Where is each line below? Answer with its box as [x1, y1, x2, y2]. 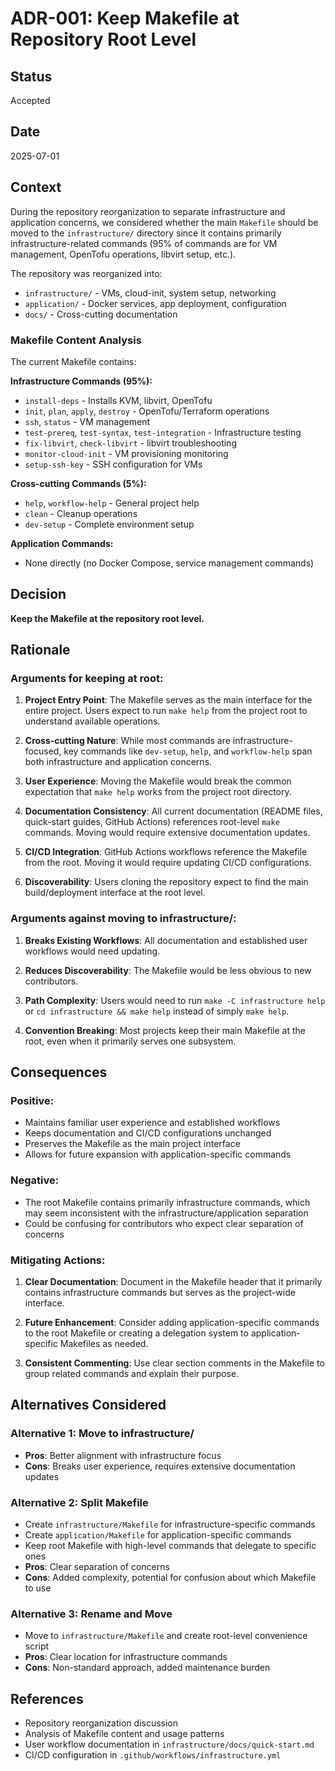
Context [10, 179, 62, 196]
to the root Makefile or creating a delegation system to [24, 1327, 249, 1339]
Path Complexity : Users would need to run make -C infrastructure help [24, 994, 326, 1006]
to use [24, 1582, 52, 1594]
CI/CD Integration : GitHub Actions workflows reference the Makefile [24, 846, 308, 858]
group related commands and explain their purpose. [24, 1368, 240, 1379]
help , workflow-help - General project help [24, 497, 200, 509]
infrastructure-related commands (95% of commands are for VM [10, 237, 278, 249]
